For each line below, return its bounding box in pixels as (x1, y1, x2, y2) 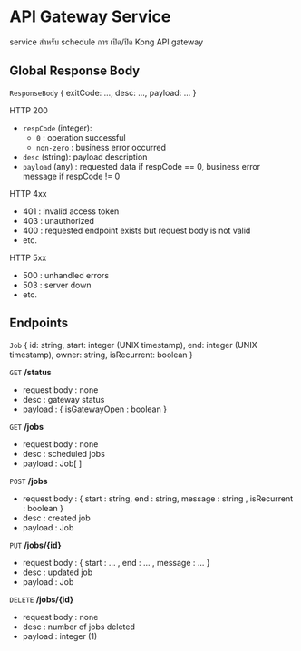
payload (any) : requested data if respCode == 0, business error (22, 160, 261, 171)
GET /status (9, 366, 52, 377)
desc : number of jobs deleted (22, 621, 136, 632)
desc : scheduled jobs (22, 448, 106, 459)
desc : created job (22, 512, 91, 523)
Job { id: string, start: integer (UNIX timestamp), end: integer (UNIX (9, 339, 257, 350)
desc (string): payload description (22, 151, 148, 162)
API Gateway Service (9, 6, 171, 27)
